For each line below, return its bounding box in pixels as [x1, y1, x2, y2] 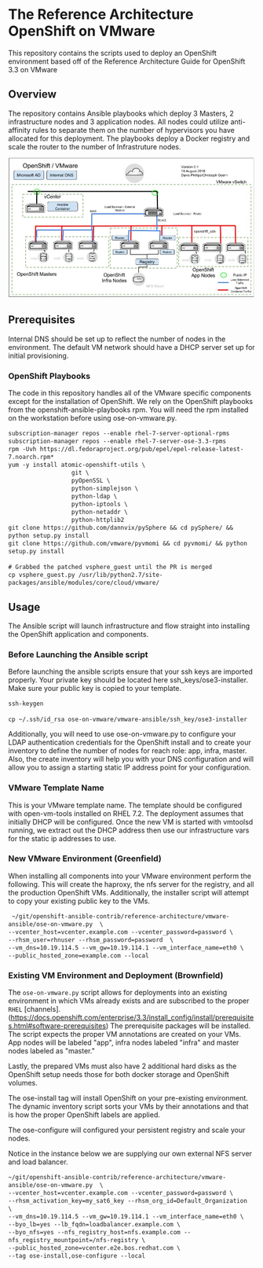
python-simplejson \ [71, 485, 139, 493]
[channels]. [24, 1005, 61, 1014]
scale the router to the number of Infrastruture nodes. [8, 142, 182, 151]
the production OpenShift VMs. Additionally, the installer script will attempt [8, 888, 250, 897]
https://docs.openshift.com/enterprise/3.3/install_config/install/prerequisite [10, 1013, 254, 1023]
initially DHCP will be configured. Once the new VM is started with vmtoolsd [8, 817, 254, 826]
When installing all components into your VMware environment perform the [8, 871, 251, 880]
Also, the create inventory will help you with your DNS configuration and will [8, 755, 254, 764]
